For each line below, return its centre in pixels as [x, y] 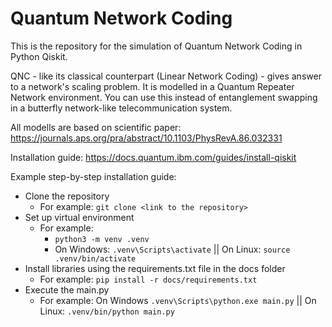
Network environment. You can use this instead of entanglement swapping [164, 97]
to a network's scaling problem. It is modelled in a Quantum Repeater [152, 86]
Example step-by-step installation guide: [93, 176]
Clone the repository [67, 196]
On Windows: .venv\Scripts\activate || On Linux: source [172, 249]
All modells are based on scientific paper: [96, 127]
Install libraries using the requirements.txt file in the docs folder [155, 268]
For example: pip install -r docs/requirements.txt [148, 279]
